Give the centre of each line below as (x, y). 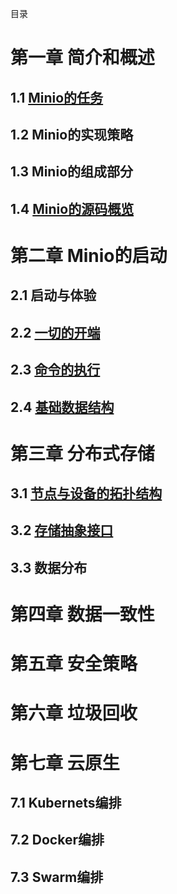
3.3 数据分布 (49, 567)
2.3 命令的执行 (55, 370)
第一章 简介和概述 (82, 58)
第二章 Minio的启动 (89, 255)
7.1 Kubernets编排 (66, 803)
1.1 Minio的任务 (57, 97)
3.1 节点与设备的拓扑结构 (86, 493)
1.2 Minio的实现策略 (72, 134)
